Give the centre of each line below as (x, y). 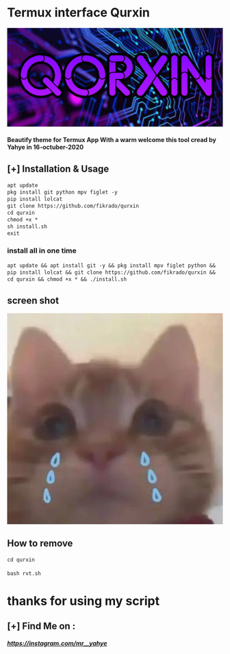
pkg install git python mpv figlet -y (62, 192)
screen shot (33, 300)
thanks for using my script (83, 601)
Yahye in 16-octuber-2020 (46, 147)
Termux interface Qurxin (79, 13)
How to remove (40, 543)
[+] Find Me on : (41, 626)
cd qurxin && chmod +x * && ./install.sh (67, 279)
